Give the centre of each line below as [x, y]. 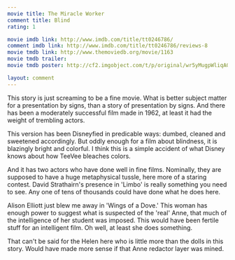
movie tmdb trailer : [37, 59]
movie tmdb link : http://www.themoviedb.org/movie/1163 [90, 52]
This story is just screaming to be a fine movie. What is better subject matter [117, 98]
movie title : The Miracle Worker [56, 14]
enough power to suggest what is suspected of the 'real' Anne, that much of [117, 212]
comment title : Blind [39, 20]
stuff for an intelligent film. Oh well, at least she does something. [100, 227]
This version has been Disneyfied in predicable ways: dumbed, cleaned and [116, 133]
